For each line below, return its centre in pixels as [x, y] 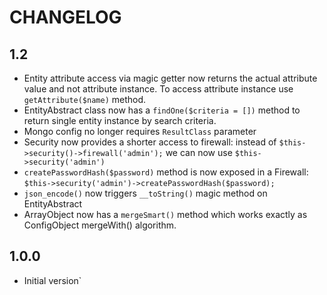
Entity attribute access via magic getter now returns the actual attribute [170, 78]
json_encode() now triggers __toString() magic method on [145, 193]
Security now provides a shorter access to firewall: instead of [150, 142]
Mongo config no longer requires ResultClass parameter [140, 131]
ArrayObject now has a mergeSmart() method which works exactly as [165, 214]
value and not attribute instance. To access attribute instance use [158, 89]
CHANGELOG [65, 17]
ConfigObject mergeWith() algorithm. [100, 225]
